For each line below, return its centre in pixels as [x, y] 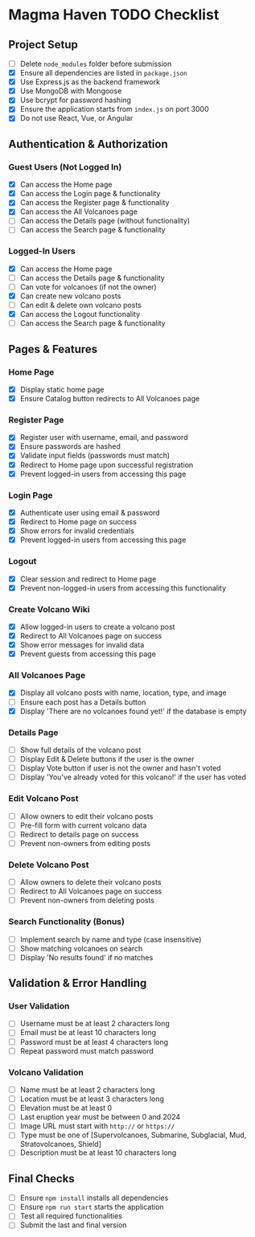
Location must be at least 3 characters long [92, 1099]
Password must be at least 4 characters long [94, 1042]
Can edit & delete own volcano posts [81, 305]
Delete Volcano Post [49, 865]
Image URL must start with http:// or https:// [97, 1126]
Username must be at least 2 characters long [95, 1024]
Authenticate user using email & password [90, 512]
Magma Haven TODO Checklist [114, 15]
